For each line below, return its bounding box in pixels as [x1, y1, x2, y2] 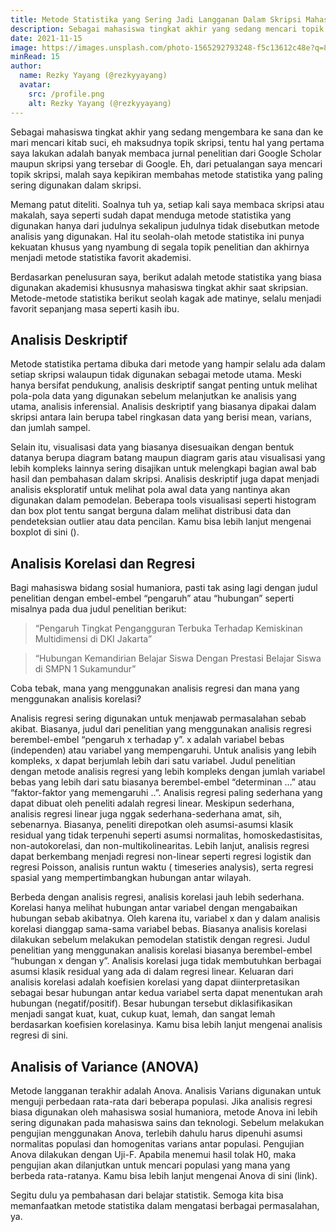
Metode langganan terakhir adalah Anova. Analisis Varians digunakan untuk [10, 1084, 322, 1096]
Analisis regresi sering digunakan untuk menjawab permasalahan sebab [10, 712, 307, 725]
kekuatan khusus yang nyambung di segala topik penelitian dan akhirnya [10, 241, 310, 253]
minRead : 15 [10, 52, 60, 62]
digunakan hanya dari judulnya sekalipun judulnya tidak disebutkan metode [10, 219, 320, 231]
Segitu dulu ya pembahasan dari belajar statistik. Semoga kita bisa [10, 1189, 284, 1201]
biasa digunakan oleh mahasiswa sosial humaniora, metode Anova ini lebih [10, 1106, 318, 1118]
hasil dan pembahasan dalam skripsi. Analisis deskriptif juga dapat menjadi [10, 473, 320, 485]
